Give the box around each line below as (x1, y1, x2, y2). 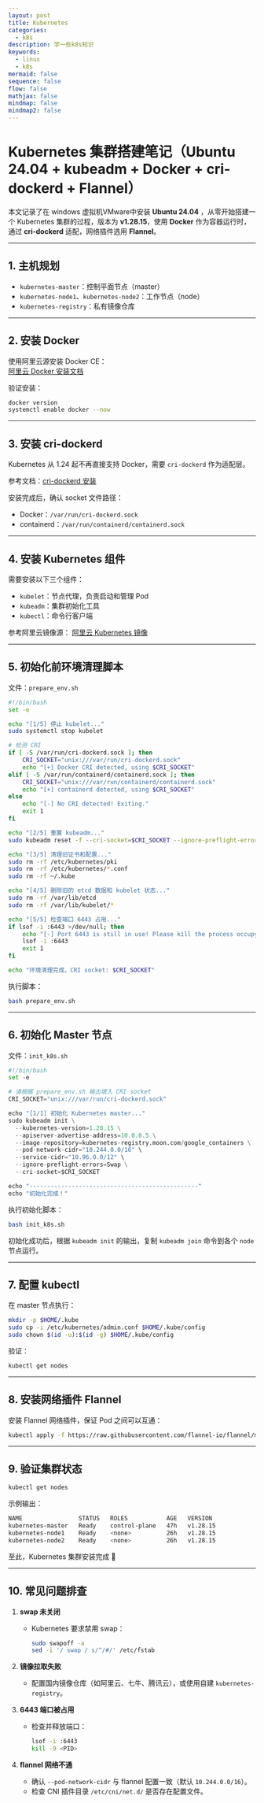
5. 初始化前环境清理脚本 (8, 661, 123, 674)
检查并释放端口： (31, 1722, 87, 1731)
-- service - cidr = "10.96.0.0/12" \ (15, 1153, 125, 1161)
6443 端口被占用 (19, 1705, 75, 1715)
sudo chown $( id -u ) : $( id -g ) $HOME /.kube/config (8, 1331, 174, 1339)
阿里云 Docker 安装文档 (8, 366, 84, 376)
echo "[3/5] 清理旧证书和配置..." (8, 850, 112, 858)
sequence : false (8, 77, 61, 85)
